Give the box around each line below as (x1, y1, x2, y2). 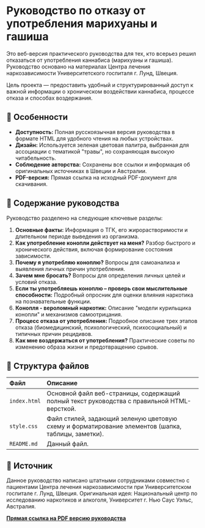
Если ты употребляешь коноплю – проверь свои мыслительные (15, 284, 188, 292)
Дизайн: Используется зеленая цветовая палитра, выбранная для (15, 141, 189, 149)
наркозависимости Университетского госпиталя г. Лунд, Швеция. (6, 69, 178, 76)
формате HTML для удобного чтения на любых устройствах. (15, 135, 174, 142)
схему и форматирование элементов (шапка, (46, 422, 182, 431)
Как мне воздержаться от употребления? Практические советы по (15, 337, 195, 344)
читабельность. (15, 154, 57, 162)
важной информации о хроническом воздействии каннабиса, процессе (6, 87, 194, 95)
